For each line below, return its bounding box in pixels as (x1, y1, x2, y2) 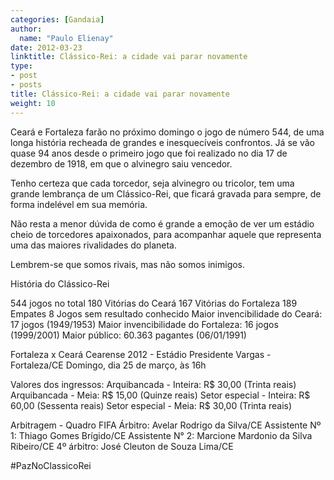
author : (10, 24, 43, 34)
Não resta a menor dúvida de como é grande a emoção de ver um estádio (10, 217, 315, 230)
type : (10, 61, 33, 71)
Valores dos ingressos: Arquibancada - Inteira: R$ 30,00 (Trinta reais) (10, 378, 297, 390)
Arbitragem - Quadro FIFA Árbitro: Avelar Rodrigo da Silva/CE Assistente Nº (10, 419, 322, 431)
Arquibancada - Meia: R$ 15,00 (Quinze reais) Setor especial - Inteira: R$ (10, 389, 311, 401)
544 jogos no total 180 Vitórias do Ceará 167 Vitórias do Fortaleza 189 (10, 297, 298, 309)
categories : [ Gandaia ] (10, 14, 105, 25)
